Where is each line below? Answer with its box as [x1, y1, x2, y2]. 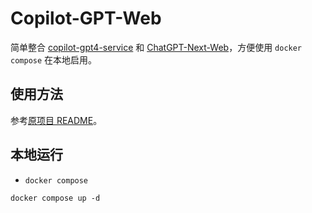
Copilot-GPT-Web [10, 7, 162, 30]
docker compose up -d [10, 193, 101, 203]
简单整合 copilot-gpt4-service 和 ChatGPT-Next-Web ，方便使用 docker [10, 41, 303, 53]
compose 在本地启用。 [10, 53, 98, 66]
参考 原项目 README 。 [10, 114, 103, 126]
